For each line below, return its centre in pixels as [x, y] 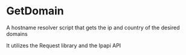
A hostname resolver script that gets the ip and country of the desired [93, 27]
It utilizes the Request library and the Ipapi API [64, 45]
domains [17, 33]
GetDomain [35, 11]
